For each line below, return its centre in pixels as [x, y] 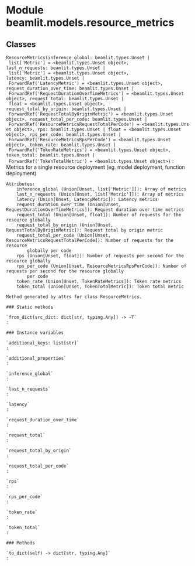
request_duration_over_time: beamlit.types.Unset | [70, 88]
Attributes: [20, 184]
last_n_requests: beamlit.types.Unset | [56, 68]
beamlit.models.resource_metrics [90, 23]
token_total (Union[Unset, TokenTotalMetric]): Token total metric [100, 287]
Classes [21, 44]
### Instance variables [35, 333]
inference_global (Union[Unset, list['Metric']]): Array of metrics [102, 189]
